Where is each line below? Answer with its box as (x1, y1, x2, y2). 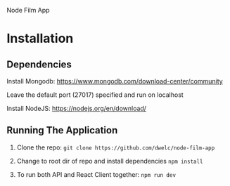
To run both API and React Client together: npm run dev (16, 170, 177, 178)
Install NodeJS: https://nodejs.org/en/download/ (6, 105, 147, 112)
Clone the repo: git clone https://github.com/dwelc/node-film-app (16, 143, 215, 152)
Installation (6, 31, 74, 46)
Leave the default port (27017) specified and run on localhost (6, 91, 184, 99)
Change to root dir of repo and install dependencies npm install (16, 157, 203, 165)
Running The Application (6, 124, 118, 136)
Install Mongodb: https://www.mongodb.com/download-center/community (6, 77, 223, 85)
